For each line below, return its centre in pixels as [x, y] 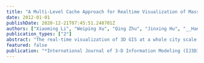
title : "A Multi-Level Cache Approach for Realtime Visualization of [96, 12]
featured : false [27, 46]
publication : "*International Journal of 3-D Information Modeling [93, 51]
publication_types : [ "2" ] [39, 34]
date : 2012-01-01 [28, 17]
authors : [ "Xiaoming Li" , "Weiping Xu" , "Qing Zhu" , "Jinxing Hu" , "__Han [103, 28]
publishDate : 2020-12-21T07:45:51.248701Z [61, 23]
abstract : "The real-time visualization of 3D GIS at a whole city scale [102, 40]
